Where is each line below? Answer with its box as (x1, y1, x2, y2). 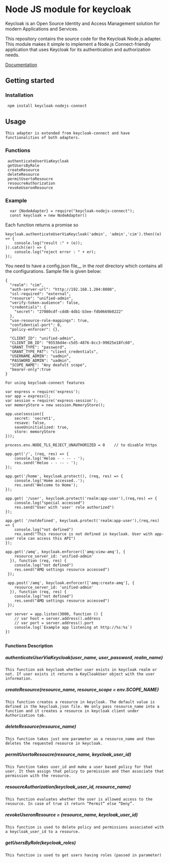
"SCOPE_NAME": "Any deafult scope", (10, 362, 87, 367)
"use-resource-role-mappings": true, (10, 318, 90, 323)
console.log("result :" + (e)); (14, 240, 82, 245)
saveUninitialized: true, (14, 424, 69, 430)
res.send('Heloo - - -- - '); (14, 460, 78, 466)
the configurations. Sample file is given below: (5, 268, 102, 274)
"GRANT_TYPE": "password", (10, 345, 67, 350)
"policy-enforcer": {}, (10, 327, 60, 332)
